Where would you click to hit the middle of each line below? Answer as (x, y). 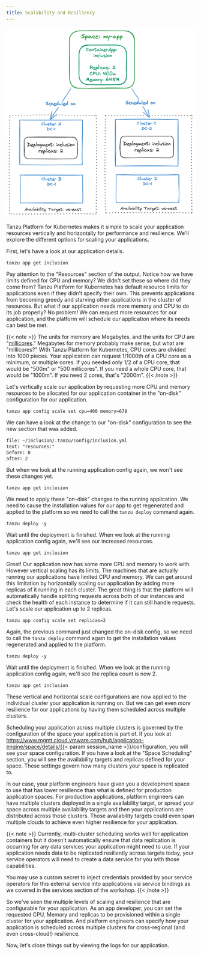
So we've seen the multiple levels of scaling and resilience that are (88, 902)
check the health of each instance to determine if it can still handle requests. (101, 603)
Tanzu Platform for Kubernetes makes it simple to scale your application (95, 227)
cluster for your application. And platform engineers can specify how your (97, 921)
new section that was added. (42, 429)
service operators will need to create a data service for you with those (93, 859)
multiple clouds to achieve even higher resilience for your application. (92, 822)
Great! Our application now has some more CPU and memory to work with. (98, 564)
